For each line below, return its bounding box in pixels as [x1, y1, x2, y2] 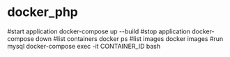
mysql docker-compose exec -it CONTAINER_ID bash [7, 42, 161, 50]
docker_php [7, 4, 78, 20]
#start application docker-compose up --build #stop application [7, 27, 190, 35]
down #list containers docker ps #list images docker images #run [36, 34, 224, 42]
